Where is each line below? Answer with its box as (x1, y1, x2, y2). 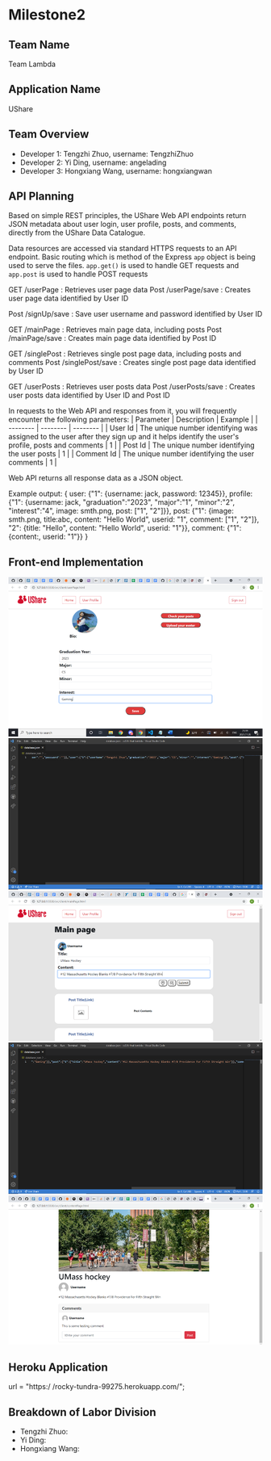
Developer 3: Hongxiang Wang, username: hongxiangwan (19, 166, 212, 175)
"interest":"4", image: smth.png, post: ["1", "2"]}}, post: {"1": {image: (8, 506, 234, 516)
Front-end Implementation (8, 555, 144, 569)
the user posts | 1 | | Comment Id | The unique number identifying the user (8, 449, 255, 459)
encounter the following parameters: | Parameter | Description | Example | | (8, 414, 258, 425)
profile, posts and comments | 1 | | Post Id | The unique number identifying (8, 440, 256, 450)
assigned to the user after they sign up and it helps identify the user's (8, 432, 240, 442)
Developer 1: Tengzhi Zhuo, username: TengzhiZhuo (19, 149, 194, 158)
